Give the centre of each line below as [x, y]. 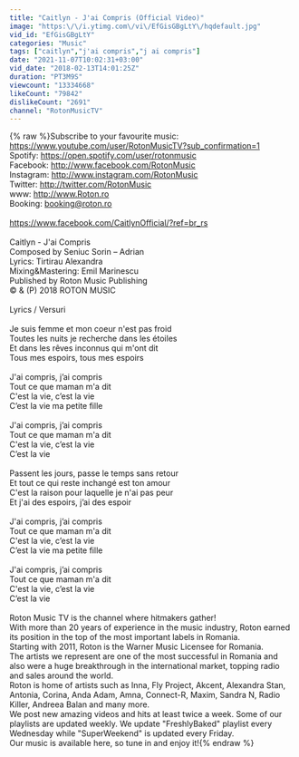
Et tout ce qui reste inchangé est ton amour [90, 483]
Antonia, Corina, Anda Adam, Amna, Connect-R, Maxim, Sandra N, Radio [145, 695]
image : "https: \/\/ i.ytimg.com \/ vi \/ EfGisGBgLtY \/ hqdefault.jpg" [135, 26]
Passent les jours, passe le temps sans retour [94, 473]
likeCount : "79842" [46, 93]
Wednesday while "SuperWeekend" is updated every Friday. [122, 733]
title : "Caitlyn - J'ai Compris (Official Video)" [107, 18]
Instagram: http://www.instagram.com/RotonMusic [104, 175]
